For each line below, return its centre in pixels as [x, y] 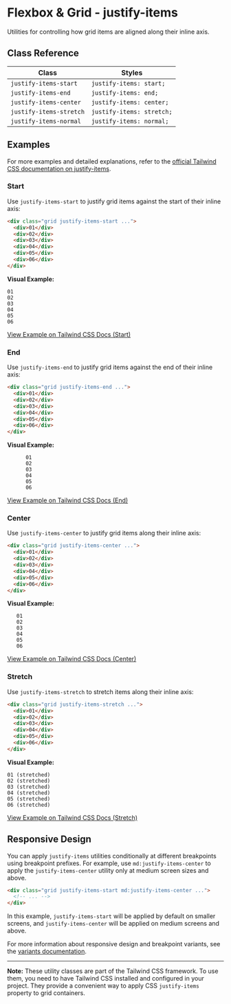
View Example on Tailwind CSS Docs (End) [68, 500]
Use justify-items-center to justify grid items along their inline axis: [104, 533]
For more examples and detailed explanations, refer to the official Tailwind [112, 161]
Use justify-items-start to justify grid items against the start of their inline [114, 201]
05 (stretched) [29, 799]
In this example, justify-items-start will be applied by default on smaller [111, 916]
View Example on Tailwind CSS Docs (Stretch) [73, 817]
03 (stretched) [29, 787]
